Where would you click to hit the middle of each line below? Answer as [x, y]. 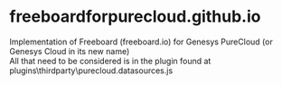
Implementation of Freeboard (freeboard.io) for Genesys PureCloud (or [141, 42]
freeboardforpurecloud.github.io [135, 17]
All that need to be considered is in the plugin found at [110, 61]
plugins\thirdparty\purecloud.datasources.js [91, 71]
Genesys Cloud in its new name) [70, 51]
